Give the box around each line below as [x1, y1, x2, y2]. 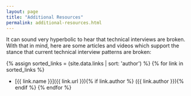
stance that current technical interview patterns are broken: [6, 49, 152, 56]
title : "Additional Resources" [6, 14, 84, 20]
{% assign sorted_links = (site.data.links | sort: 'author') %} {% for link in [6, 60, 184, 67]
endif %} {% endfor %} [14, 84, 72, 91]
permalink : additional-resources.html [6, 20, 102, 25]
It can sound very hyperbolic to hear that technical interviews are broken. [6, 36, 186, 43]
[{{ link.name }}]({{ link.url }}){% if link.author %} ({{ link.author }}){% [14, 78, 184, 85]
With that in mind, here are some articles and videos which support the [6, 42, 180, 49]
